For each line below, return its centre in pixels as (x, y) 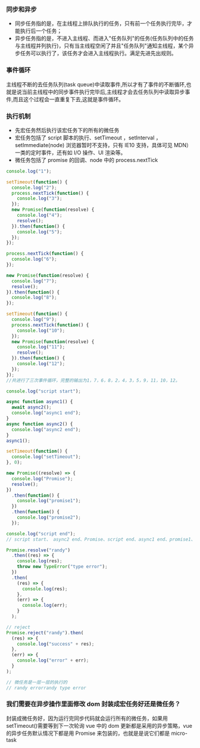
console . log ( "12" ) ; (41, 364)
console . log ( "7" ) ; (35, 281)
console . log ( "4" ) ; (40, 216)
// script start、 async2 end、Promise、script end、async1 (80, 539)
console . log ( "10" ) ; (41, 331)
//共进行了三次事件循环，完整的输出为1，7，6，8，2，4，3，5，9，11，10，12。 (93, 380)
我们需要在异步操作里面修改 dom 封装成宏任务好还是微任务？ (93, 704)
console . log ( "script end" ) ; (41, 534)
